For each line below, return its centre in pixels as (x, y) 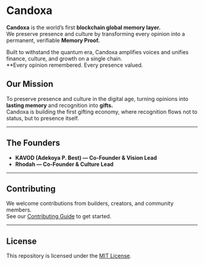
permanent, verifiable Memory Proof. (53, 40)
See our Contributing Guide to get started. (59, 216)
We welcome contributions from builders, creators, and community (90, 204)
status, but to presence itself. (43, 118)
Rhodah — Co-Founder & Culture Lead (64, 164)
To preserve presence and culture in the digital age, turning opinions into (97, 98)
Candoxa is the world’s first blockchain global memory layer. (83, 27)
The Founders (33, 143)
